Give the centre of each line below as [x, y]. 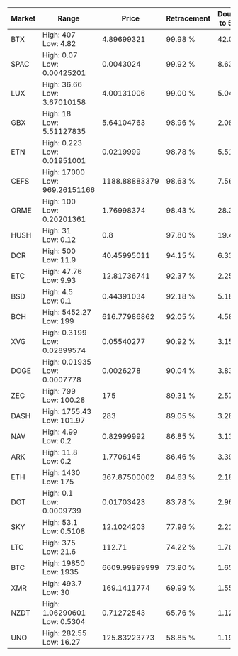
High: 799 [59, 391]
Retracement [188, 18]
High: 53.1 [60, 522]
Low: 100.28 [64, 400]
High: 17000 [63, 172]
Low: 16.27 [62, 642]
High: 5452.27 [67, 312]
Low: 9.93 [59, 280]
